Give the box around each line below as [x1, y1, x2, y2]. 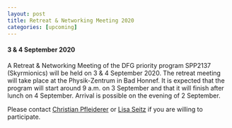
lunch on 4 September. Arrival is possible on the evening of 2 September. [7, 91, 221, 100]
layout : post [7, 10, 46, 18]
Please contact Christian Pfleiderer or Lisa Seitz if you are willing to [7, 105, 203, 113]
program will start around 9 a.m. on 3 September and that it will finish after [7, 83, 224, 92]
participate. [7, 112, 41, 121]
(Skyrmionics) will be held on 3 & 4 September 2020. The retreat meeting [7, 69, 221, 77]
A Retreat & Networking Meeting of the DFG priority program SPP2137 [7, 61, 211, 69]
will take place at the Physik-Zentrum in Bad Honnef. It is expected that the [7, 76, 225, 85]
